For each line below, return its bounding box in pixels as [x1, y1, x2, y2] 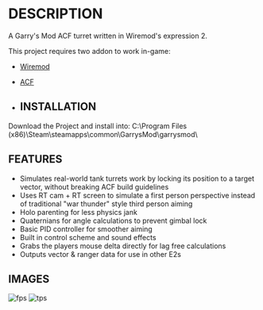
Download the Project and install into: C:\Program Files [8, 121, 188, 131]
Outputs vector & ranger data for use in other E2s [19, 249, 181, 258]
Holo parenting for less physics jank [19, 207, 137, 216]
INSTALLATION [19, 100, 97, 113]
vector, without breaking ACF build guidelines [19, 182, 169, 191]
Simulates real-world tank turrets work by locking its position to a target [19, 174, 255, 183]
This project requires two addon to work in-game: [8, 46, 171, 55]
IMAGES [8, 272, 50, 285]
